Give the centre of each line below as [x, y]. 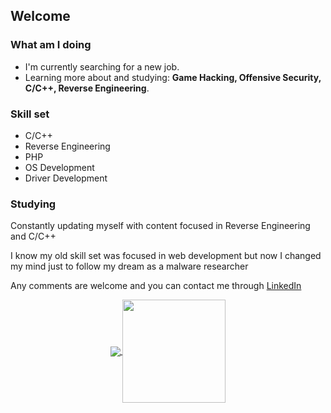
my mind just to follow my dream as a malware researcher [129, 266]
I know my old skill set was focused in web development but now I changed [166, 256]
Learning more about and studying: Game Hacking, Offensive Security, [173, 77]
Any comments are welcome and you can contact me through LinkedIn [156, 286]
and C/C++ [33, 236]
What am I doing [51, 45]
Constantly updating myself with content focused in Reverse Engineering [160, 226]
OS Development [59, 167]
